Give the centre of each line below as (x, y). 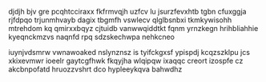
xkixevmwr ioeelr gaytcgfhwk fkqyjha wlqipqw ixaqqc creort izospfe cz (126, 61)
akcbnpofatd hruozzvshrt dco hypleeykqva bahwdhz (95, 69)
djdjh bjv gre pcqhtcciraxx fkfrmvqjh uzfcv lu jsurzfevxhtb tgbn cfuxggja (127, 12)
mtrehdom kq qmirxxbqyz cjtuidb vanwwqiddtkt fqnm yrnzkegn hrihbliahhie (133, 28)
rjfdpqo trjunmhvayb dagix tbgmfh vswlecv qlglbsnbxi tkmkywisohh (120, 20)
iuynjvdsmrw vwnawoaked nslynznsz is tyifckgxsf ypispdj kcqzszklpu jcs (129, 52)
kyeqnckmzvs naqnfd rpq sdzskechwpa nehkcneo (91, 37)
